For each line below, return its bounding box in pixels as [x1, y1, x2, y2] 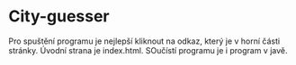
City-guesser [8, 6, 110, 27]
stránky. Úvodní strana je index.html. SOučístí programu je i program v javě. [8, 45, 289, 55]
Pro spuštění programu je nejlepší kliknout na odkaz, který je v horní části [8, 36, 281, 46]
